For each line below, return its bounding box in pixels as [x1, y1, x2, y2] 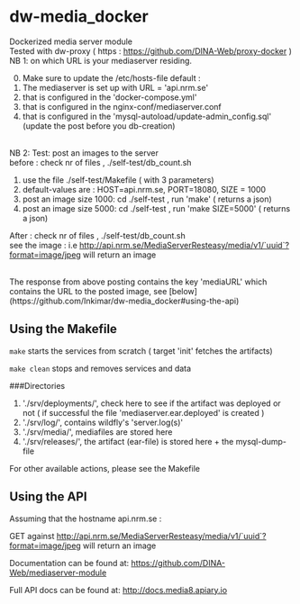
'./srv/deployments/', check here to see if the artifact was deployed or [22, 398, 281, 409]
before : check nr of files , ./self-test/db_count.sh [9, 157, 192, 167]
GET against [9, 530, 55, 541]
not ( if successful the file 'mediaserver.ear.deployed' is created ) [22, 407, 265, 418]
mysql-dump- [235, 436, 286, 446]
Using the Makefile [9, 321, 117, 337]
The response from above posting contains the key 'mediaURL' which [9, 276, 268, 287]
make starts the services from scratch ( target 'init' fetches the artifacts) [9, 345, 273, 356]
